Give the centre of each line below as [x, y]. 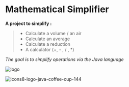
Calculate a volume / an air [53, 33]
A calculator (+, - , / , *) [50, 49]
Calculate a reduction [48, 44]
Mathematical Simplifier [57, 9]
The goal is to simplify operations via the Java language [64, 59]
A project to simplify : [29, 23]
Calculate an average [48, 39]
